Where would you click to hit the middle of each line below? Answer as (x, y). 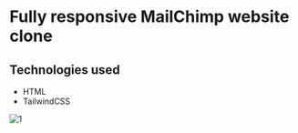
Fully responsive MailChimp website (149, 17)
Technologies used (65, 70)
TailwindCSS (46, 101)
